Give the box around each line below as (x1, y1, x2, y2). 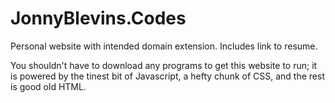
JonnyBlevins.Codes (10, 7, 187, 30)
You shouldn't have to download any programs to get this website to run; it (10, 59, 318, 71)
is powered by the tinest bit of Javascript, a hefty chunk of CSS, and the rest (10, 70, 325, 82)
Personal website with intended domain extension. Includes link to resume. (10, 40, 318, 52)
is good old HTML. (10, 80, 87, 92)
